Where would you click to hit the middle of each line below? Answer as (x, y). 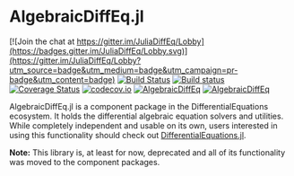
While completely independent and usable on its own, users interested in (143, 125)
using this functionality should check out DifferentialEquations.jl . (128, 135)
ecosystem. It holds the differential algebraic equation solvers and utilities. (147, 116)
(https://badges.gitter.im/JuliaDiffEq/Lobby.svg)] (99, 50)
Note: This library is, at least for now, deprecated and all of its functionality (147, 152)
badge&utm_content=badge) (62, 79)
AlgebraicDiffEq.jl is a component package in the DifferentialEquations (139, 106)
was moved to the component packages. (85, 162)
